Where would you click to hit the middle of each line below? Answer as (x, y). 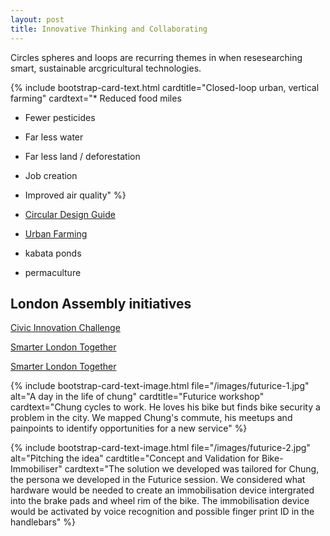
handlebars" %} (43, 522)
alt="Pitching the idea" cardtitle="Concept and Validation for (135, 458)
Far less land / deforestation (82, 156)
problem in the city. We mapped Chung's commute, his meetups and (151, 418)
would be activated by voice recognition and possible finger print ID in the (162, 512)
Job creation (51, 175)
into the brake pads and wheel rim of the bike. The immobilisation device (160, 501)
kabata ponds (53, 253)
